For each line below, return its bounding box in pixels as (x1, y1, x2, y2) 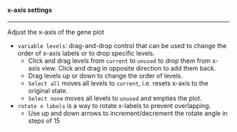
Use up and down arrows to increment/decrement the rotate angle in (28, 109, 228, 118)
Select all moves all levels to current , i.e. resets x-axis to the (28, 79, 209, 88)
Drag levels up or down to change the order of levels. (28, 71, 183, 80)
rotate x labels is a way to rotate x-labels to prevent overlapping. (17, 102, 212, 110)
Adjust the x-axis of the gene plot (7, 28, 104, 37)
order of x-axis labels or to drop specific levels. (17, 49, 155, 58)
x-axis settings (7, 6, 53, 14)
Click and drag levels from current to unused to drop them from (28, 56, 211, 65)
